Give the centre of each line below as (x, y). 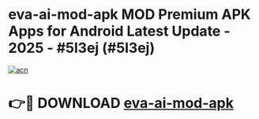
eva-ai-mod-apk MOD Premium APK (129, 15)
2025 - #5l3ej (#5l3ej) (82, 48)
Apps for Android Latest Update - (119, 31)
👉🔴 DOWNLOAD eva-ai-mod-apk (121, 103)
